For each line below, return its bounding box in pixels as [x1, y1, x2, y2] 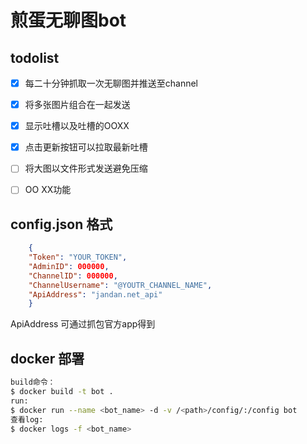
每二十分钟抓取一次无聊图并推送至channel [24, 77, 199, 89]
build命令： [10, 377, 56, 388]
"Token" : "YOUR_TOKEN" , [28, 252, 128, 263]
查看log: [10, 414, 44, 425]
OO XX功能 [24, 184, 72, 196]
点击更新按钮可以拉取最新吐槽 [24, 141, 148, 153]
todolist [10, 49, 60, 66]
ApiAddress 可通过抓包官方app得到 [10, 318, 156, 330]
